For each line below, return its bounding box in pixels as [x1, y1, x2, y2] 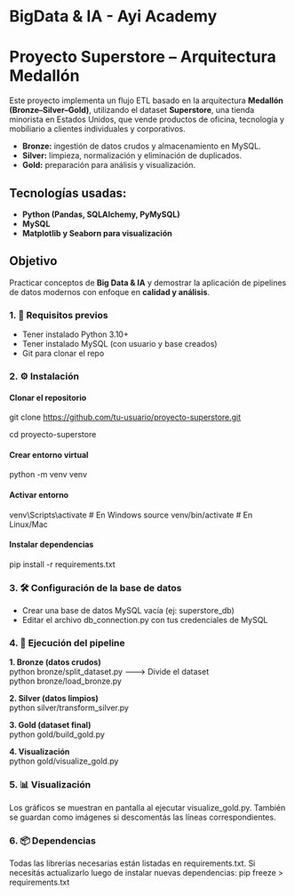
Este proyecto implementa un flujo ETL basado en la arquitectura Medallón [9, 95, 284, 106]
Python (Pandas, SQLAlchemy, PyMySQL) [21, 209, 180, 220]
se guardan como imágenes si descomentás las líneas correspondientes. [9, 812, 276, 822]
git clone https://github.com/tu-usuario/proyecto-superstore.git [9, 412, 242, 423]
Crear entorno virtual [9, 449, 89, 460]
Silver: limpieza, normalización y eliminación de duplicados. [21, 150, 243, 161]
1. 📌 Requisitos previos [9, 308, 108, 321]
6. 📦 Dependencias [9, 834, 96, 846]
